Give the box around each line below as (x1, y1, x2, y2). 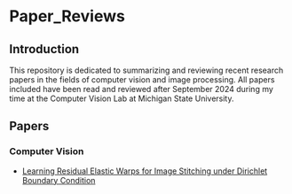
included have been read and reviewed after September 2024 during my (9, 84, 273, 94)
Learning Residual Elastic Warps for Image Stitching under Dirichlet (21, 166, 268, 176)
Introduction (9, 42, 80, 57)
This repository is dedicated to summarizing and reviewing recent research (9, 65, 284, 75)
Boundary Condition (21, 175, 96, 185)
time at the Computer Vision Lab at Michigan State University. (9, 93, 234, 104)
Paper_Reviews (9, 6, 126, 27)
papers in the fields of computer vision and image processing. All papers (9, 74, 275, 85)
